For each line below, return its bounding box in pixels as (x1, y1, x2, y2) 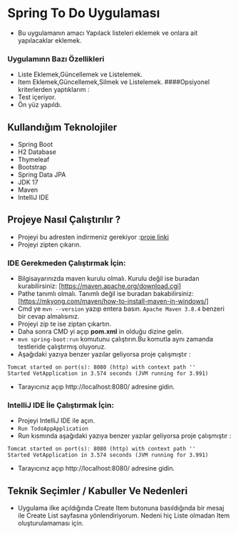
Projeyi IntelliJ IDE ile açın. (17, 416, 95, 425)
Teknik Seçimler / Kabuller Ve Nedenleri (7, 485, 188, 497)
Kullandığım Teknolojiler (7, 121, 118, 133)
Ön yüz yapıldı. (17, 101, 62, 109)
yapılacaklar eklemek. (17, 36, 82, 44)
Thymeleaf (17, 155, 50, 164)
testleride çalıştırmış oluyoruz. (17, 342, 107, 351)
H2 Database (17, 148, 57, 156)
